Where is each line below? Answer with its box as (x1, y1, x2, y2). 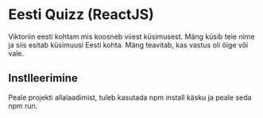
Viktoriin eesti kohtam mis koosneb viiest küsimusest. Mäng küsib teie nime (8, 32, 256, 41)
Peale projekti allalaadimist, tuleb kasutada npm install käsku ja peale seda (8, 93, 252, 102)
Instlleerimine (8, 71, 78, 85)
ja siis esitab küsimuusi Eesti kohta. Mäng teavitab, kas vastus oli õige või (8, 40, 249, 49)
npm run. (8, 101, 38, 110)
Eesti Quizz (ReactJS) (8, 6, 155, 24)
